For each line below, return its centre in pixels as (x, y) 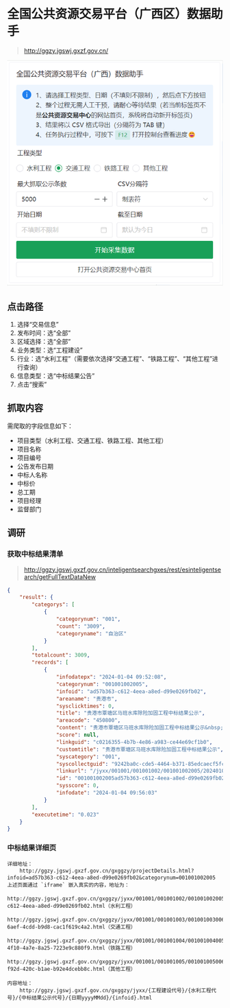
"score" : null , (77, 735)
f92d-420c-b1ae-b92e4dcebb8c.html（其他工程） (72, 969)
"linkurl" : (72, 771)
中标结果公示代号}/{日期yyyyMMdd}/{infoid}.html (87, 998)
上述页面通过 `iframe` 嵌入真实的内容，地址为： (68, 885)
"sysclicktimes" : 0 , (85, 706)
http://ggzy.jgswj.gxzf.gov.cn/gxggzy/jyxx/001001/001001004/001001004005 (116, 941)
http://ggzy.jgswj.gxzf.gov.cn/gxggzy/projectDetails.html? (107, 871)
